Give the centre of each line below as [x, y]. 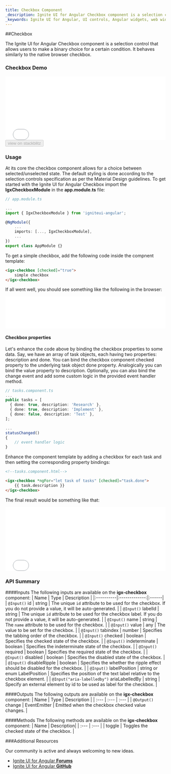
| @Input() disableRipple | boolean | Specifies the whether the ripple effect [83, 662]
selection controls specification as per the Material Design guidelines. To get [85, 179]
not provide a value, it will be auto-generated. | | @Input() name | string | [81, 619]
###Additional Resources [32, 741]
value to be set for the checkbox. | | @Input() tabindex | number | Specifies [84, 630]
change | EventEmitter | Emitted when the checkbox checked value [76, 705]
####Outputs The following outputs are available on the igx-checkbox [79, 694]
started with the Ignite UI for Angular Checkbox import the [66, 184]
